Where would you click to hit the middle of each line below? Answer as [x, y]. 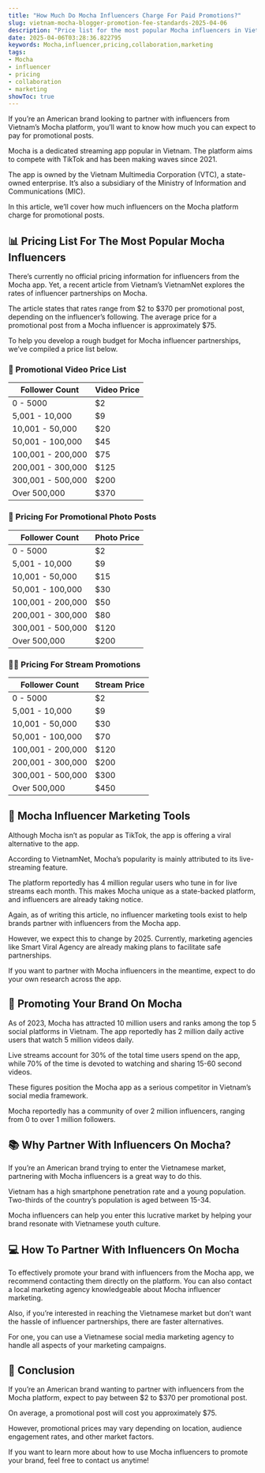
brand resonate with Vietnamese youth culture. [84, 1224]
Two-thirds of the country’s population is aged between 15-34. [110, 1200]
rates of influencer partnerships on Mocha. [78, 293]
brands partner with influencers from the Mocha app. [95, 923]
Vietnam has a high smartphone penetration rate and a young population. [127, 1192]
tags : [17, 52]
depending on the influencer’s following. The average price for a [112, 317]
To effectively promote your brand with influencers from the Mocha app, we [131, 1273]
